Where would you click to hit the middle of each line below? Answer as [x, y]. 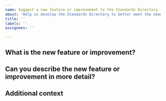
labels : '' [16, 23]
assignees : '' [20, 28]
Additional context [34, 93]
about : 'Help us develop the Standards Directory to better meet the [78, 14]
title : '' [15, 19]
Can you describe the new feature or [62, 69]
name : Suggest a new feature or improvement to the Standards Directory [82, 10]
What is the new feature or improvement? [70, 52]
